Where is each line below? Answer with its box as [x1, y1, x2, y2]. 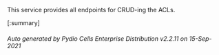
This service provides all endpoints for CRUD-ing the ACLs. [7, 6, 176, 14]
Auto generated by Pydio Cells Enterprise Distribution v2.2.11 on [7, 34, 188, 43]
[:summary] [7, 19, 40, 26]
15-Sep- [189, 34, 212, 43]
